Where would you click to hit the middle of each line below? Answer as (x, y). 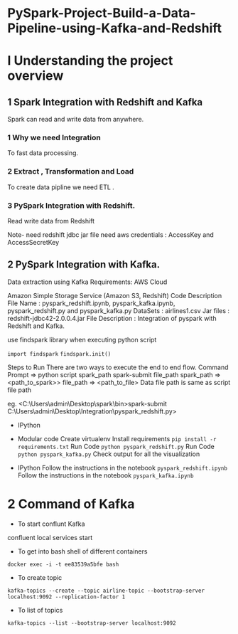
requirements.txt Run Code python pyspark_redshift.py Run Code (116, 446)
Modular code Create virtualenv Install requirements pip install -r (117, 438)
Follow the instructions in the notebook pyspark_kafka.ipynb (106, 475)
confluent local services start (50, 537)
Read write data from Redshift (51, 221)
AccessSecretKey (33, 243)
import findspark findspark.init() (59, 354)
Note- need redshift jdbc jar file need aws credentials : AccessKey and (111, 235)
